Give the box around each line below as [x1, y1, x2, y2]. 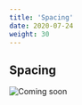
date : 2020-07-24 [9, 21, 74, 30]
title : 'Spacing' [9, 12, 74, 22]
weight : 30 [9, 29, 50, 38]
